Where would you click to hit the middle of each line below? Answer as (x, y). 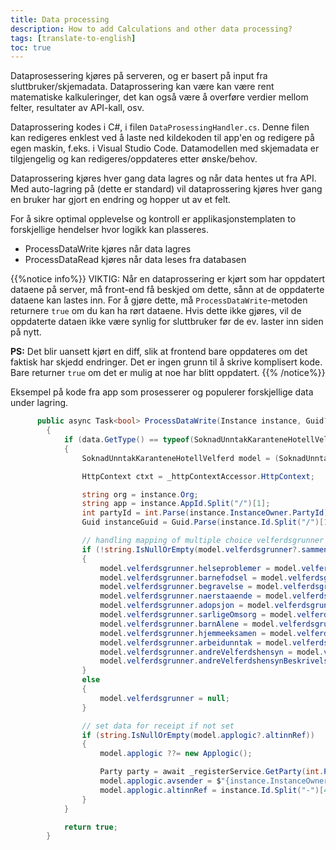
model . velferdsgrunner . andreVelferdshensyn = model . (212, 652)
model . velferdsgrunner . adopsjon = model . (187, 606)
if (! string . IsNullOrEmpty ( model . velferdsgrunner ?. (191, 549)
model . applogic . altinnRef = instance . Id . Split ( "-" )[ (212, 790)
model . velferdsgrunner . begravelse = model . (191, 587)
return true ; (90, 827)
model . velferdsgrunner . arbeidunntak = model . (196, 642)
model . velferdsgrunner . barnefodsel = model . (193, 577)
